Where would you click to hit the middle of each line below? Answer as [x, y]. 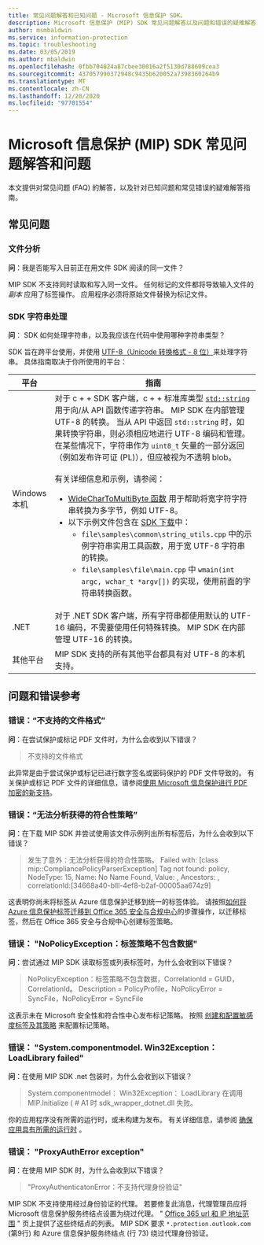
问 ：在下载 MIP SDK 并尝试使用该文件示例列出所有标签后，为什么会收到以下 [131, 833]
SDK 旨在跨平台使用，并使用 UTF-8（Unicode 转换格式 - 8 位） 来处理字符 [128, 352]
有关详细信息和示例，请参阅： [110, 479]
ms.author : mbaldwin [42, 60]
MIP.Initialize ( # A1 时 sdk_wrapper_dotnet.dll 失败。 [112, 1103]
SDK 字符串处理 [38, 316]
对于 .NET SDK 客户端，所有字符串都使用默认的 [142, 616]
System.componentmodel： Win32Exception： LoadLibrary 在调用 [135, 1093]
